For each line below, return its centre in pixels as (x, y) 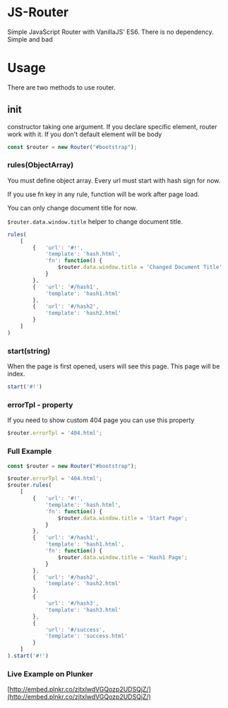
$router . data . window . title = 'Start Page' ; (123, 518)
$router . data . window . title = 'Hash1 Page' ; (123, 557)
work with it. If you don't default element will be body (85, 134)
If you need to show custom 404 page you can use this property (101, 420)
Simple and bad (30, 39)
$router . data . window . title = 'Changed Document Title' (140, 268)
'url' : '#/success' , (75, 630)
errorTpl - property (40, 404)
